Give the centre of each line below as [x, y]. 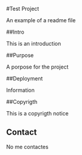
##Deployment [25, 78]
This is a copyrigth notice [37, 113]
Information [20, 90]
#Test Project [23, 9]
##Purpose [20, 55]
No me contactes [28, 147]
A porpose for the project [37, 67]
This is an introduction [34, 44]
